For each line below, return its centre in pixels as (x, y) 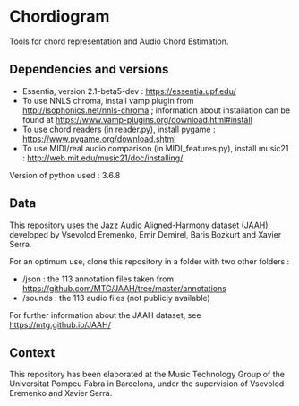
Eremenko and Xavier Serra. (61, 393)
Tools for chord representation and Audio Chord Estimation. (119, 41)
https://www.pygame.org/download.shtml (99, 138)
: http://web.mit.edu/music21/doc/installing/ (103, 158)
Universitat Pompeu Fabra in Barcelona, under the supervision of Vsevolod (147, 384)
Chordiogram (60, 17)
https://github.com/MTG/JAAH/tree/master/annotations (124, 288)
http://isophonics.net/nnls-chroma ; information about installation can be (156, 110)
